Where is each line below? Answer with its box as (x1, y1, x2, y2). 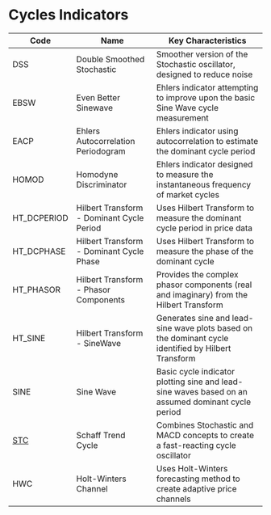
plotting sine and (156, 376, 220, 387)
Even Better (76, 91, 121, 103)
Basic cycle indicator (156, 365, 236, 377)
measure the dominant (156, 212, 242, 223)
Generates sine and (156, 312, 231, 323)
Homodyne (76, 168, 119, 179)
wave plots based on (173, 322, 252, 333)
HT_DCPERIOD (12, 212, 69, 223)
